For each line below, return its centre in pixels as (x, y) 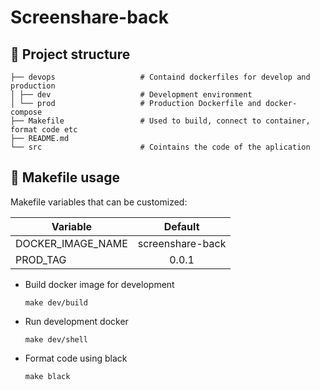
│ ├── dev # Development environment (131, 95)
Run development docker (76, 321)
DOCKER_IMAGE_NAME (71, 243)
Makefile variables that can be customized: (99, 202)
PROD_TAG (41, 259)
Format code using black (76, 358)
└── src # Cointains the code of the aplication (160, 147)
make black (47, 376)
